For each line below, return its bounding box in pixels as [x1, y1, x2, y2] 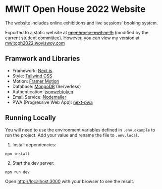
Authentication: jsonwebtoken [12, 88, 73, 95]
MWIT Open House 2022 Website [5, 3, 146, 15]
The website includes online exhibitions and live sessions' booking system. [5, 20, 158, 26]
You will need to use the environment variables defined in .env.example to [5, 126, 155, 132]
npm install [5, 151, 30, 156]
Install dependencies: [12, 141, 56, 147]
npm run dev [5, 170, 30, 175]
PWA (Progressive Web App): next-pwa [12, 99, 93, 105]
